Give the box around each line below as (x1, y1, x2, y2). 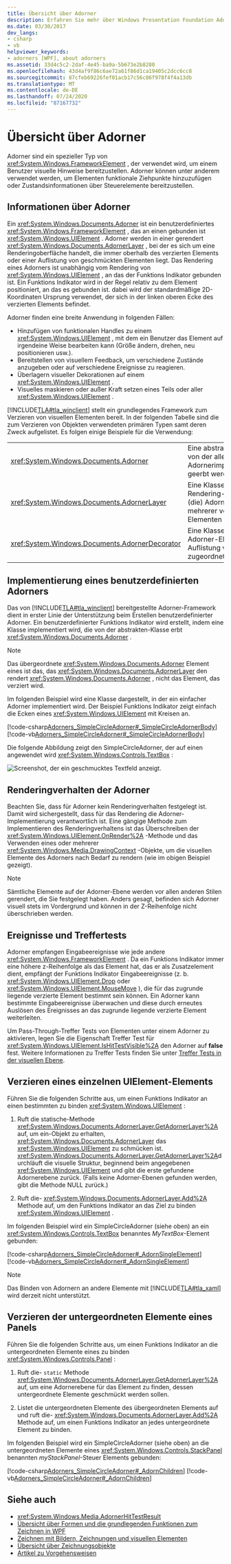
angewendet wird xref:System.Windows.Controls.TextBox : (7, 751, 173, 759)
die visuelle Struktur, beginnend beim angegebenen (44, 1159, 190, 1167)
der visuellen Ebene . (7, 1056, 65, 1064)
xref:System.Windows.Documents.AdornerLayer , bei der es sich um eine (7, 242, 215, 250)
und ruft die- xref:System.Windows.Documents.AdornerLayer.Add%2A (16, 1411, 219, 1419)
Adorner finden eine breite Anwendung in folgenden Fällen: (7, 313, 175, 321)
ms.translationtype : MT (7, 81, 76, 87)
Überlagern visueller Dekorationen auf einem (16, 370, 145, 378)
